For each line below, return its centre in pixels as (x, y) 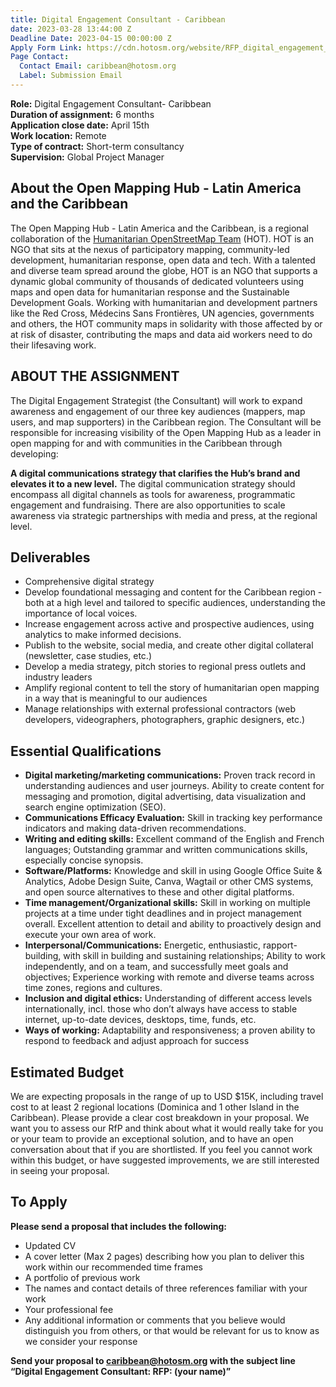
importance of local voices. (81, 613)
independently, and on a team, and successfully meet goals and (156, 967)
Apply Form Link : (46, 47)
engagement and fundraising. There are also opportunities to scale (148, 505)
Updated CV (50, 1245)
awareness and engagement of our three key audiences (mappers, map (158, 411)
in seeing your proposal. (60, 1170)
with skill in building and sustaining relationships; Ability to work (194, 956)
